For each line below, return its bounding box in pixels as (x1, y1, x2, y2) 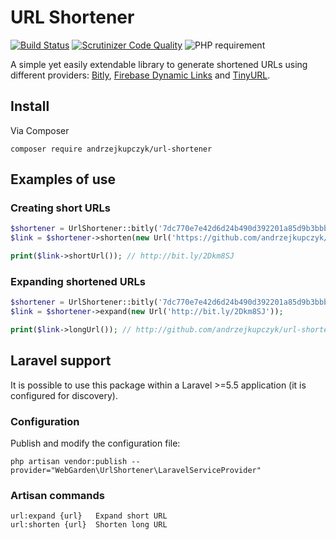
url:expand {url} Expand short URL (10, 511, 168, 521)
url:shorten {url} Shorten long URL (10, 520, 168, 530)
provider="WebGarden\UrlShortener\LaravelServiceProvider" (10, 466, 262, 476)
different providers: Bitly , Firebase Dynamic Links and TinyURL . (10, 69, 271, 81)
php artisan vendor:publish (10, 457, 128, 467)
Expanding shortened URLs (10, 274, 146, 288)
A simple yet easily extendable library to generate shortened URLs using (10, 58, 308, 70)
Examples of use (10, 171, 116, 188)
